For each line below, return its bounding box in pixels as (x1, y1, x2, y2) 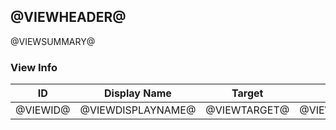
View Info (10, 60, 58, 74)
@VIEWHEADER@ (10, 9, 127, 26)
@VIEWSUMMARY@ (10, 35, 96, 47)
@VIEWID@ (15, 103, 71, 117)
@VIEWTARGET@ (205, 103, 290, 117)
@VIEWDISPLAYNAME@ (79, 103, 197, 117)
